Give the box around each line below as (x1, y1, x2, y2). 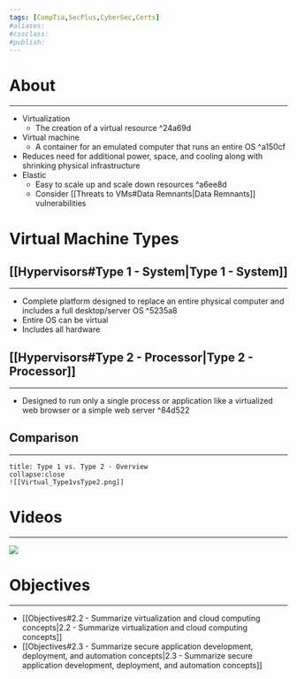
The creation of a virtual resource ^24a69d (34, 123, 192, 134)
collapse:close (9, 470, 65, 479)
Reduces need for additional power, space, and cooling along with (21, 151, 263, 162)
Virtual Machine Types (9, 229, 179, 249)
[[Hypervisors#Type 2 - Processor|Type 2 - (9, 350, 254, 365)
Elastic (21, 170, 47, 181)
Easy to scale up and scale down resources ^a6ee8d (34, 179, 227, 190)
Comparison (9, 430, 80, 445)
